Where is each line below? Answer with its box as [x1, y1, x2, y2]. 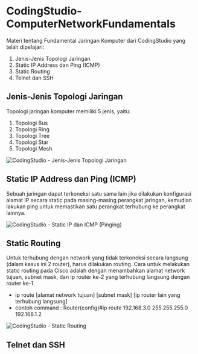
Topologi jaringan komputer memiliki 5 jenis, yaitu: [6, 107, 131, 115]
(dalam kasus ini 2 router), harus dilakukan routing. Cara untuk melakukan [6, 261, 190, 268]
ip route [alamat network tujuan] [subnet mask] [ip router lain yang [14, 291, 180, 299]
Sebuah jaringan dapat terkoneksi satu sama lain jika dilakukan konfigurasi [6, 190, 192, 197]
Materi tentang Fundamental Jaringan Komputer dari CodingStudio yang [6, 37, 186, 44]
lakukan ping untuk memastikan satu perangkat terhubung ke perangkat [6, 203, 185, 210]
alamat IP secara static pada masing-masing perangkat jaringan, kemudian [6, 196, 192, 203]
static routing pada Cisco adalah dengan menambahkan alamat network [6, 267, 185, 275]
